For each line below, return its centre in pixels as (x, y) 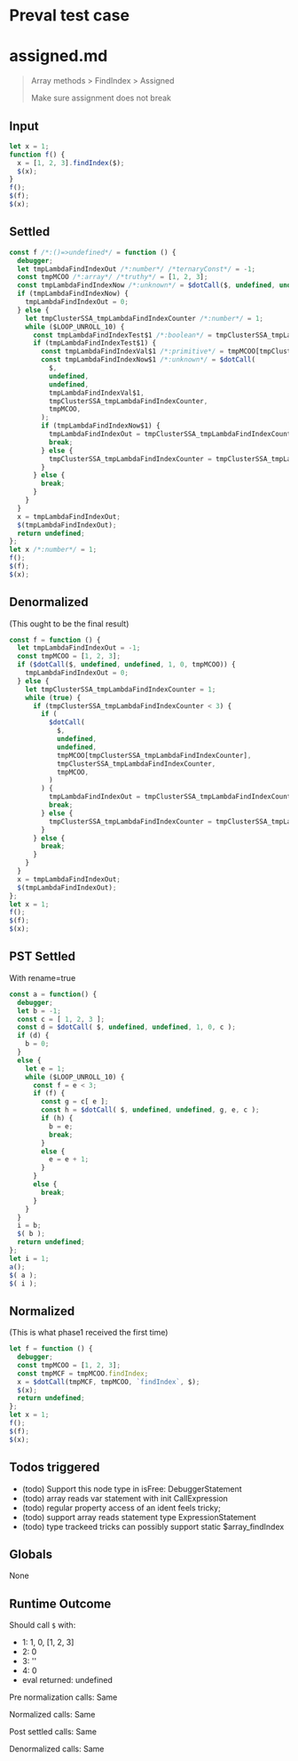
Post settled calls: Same (53, 1732)
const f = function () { (55, 640)
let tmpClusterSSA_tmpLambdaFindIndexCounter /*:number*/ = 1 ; (145, 318)
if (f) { (49, 1094)
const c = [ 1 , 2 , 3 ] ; (61, 1019)
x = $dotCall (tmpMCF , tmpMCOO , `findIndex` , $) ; (109, 1382)
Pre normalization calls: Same (63, 1697)
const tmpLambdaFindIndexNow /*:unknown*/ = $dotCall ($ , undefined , (146, 285)
